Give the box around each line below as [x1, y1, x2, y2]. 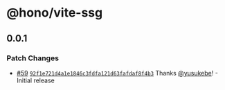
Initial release [16, 76, 55, 84]
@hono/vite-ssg [6, 5, 103, 21]
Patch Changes [6, 53, 60, 63]
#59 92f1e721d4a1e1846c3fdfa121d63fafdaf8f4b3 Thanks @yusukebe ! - [16, 69, 219, 77]
